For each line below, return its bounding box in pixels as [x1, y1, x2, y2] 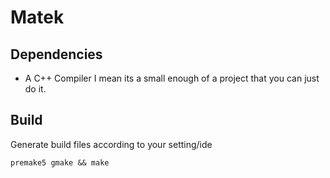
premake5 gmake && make [10, 157, 110, 168]
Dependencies [10, 46, 103, 63]
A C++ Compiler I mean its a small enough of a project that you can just [24, 72, 320, 84]
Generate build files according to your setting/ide [10, 138, 213, 150]
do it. [24, 83, 47, 95]
